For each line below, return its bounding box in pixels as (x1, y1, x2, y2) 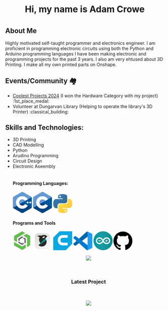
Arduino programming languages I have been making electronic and (5, 50, 146, 56)
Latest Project (71, 278, 106, 285)
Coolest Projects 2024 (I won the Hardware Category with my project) (12, 92, 158, 99)
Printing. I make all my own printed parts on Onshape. (5, 61, 117, 68)
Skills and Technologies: (5, 123, 84, 132)
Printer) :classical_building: (12, 108, 69, 114)
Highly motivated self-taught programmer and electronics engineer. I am (5, 40, 155, 46)
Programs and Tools (12, 220, 56, 226)
